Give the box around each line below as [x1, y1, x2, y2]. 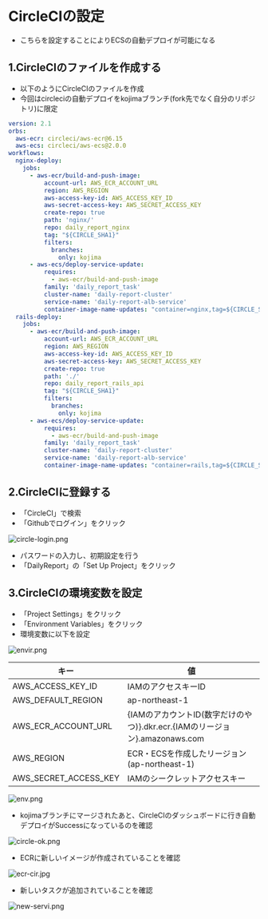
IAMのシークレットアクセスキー [127, 773, 246, 784]
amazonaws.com [140, 733, 205, 744]
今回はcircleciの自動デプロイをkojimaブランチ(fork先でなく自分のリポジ [19, 93, 256, 103]
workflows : [8, 149, 45, 157]
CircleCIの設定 [8, 7, 105, 26]
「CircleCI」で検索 [19, 508, 81, 518]
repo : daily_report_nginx [43, 224, 130, 232]
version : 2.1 [8, 119, 52, 128]
